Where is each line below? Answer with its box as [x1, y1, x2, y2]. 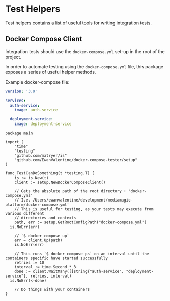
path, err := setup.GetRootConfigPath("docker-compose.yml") [14, 220, 147, 225]
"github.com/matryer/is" [14, 153, 67, 158]
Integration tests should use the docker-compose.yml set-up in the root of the [5, 48, 165, 54]
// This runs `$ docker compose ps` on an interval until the [14, 251, 149, 256]
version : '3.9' [5, 89, 38, 94]
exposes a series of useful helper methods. [5, 69, 96, 75]
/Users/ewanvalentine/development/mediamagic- [32, 197, 133, 203]
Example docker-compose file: [5, 79, 70, 85]
